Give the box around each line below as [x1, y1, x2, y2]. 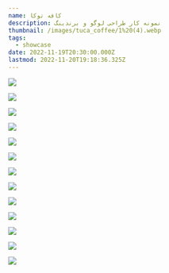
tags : [8, 33, 26, 42]
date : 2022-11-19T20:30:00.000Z [8, 48, 115, 56]
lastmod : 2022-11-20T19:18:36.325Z [8, 56, 126, 64]
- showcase [15, 41, 52, 49]
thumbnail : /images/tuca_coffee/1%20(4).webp [8, 26, 161, 34]
